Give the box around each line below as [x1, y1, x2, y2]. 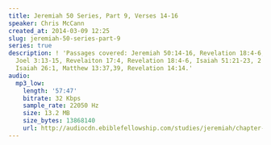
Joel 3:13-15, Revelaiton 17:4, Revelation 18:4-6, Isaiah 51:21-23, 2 [15, 57, 262, 65]
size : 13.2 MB [23, 110, 70, 118]
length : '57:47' [23, 86, 78, 95]
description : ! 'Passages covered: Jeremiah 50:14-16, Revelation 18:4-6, [8, 49, 265, 57]
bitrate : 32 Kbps [23, 94, 81, 102]
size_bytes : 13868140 [23, 117, 95, 125]
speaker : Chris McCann [8, 19, 85, 27]
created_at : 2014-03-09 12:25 [8, 27, 110, 35]
